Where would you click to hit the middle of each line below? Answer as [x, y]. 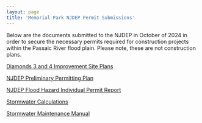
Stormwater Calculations [37, 102]
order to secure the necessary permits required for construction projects [98, 41]
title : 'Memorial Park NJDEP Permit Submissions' [71, 18]
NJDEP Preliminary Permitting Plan [50, 78]
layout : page [23, 12]
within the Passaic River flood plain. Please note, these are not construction [101, 48]
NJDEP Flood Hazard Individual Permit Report [64, 90]
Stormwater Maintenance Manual [48, 113]
